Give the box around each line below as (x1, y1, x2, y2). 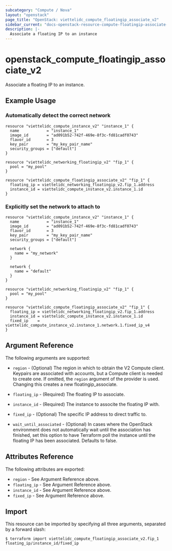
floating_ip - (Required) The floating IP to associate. (12, 391, 125, 397)
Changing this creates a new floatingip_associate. (12, 381, 118, 387)
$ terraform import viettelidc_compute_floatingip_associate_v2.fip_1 (5, 536, 159, 542)
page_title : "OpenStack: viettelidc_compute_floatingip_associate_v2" (5, 17, 159, 22)
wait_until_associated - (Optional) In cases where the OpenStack (12, 421, 153, 427)
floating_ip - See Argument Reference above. (12, 482, 112, 488)
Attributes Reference (5, 452, 74, 461)
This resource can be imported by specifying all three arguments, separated (5, 521, 166, 527)
